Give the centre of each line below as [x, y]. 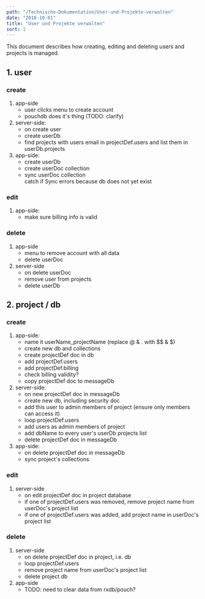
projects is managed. [33, 53]
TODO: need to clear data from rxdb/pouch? [80, 589]
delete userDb [42, 285]
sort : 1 [16, 29]
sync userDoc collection [55, 175]
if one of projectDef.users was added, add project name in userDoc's [111, 514]
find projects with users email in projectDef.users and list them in [106, 142]
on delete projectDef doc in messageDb [75, 453]
